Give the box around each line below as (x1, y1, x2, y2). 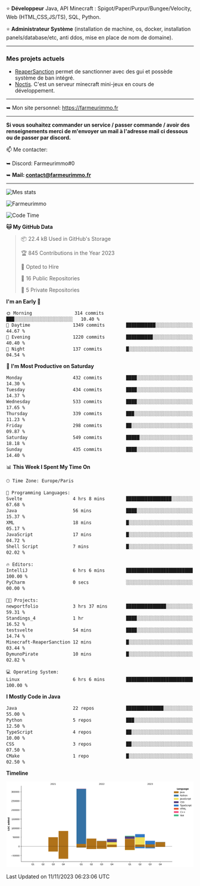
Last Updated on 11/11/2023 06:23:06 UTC (6, 873, 110, 880)
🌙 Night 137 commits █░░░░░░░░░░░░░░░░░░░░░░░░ (6, 346, 193, 352)
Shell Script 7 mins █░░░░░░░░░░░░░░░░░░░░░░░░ (6, 544, 193, 550)
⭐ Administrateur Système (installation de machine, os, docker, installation (6, 26, 191, 32)
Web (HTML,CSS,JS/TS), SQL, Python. (6, 14, 101, 20)
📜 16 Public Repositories (20, 275, 80, 282)
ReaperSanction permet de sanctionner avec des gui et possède (14, 68, 173, 75)
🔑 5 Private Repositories (20, 286, 80, 294)
